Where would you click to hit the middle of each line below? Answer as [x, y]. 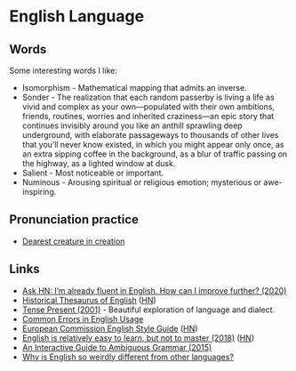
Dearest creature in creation [73, 241]
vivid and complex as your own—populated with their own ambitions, [148, 107]
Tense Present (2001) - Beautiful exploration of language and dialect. [148, 310]
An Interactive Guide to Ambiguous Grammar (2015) [117, 347]
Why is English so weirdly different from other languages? [128, 357]
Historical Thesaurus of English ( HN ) [89, 300]
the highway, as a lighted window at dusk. [99, 163]
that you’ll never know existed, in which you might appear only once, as [153, 145]
